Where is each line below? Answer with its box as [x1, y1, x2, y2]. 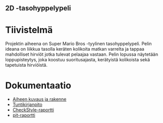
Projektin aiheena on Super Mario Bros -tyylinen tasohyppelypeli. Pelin [5, 41, 152, 47]
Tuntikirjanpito [12, 101, 43, 107]
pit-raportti [12, 112, 35, 118]
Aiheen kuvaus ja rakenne [12, 96, 67, 102]
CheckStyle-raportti [12, 107, 55, 113]
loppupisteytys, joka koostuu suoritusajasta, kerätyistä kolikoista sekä [5, 57, 150, 63]
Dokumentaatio [5, 80, 72, 91]
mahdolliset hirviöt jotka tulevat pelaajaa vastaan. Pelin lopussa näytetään [5, 51, 158, 57]
